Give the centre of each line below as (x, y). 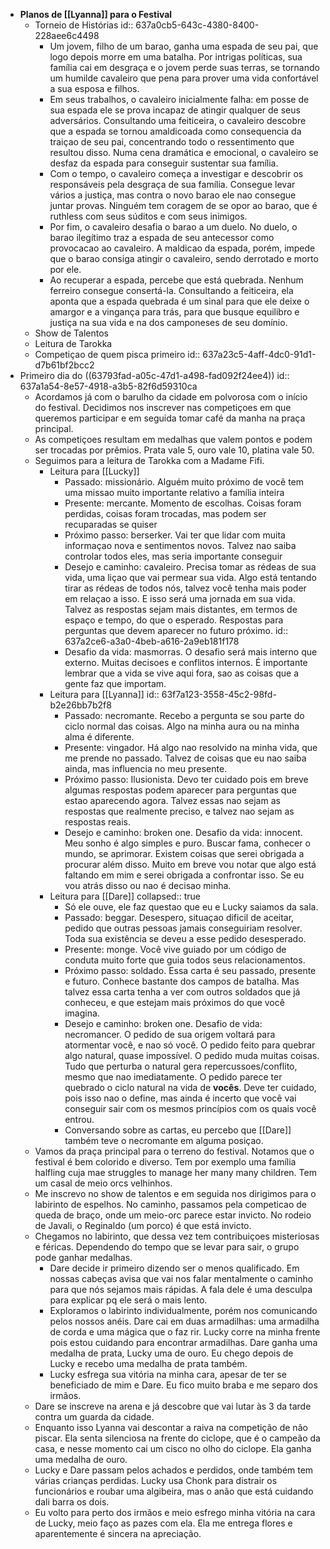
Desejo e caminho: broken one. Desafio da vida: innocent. (183, 832)
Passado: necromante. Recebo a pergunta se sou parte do (184, 715)
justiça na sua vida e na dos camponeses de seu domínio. (168, 322)
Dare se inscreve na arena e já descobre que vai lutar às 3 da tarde (173, 1406)
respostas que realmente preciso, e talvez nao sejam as (179, 811)
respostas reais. (97, 822)
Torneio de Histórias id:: (84, 25)
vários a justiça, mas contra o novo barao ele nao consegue (173, 195)
